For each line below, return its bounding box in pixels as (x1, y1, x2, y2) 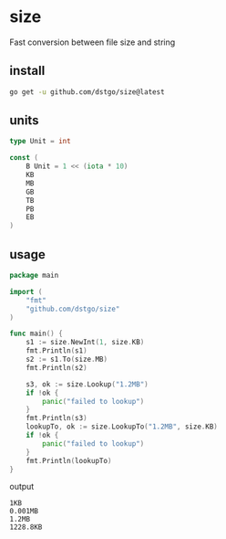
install (9, 63, 46, 79)
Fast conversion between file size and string (9, 37, 176, 48)
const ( (9, 153, 39, 163)
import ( (9, 287, 43, 296)
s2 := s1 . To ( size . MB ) (26, 354, 108, 364)
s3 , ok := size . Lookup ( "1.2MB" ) (26, 379, 149, 389)
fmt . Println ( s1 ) (26, 346, 88, 355)
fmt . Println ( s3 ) (26, 414, 88, 423)
